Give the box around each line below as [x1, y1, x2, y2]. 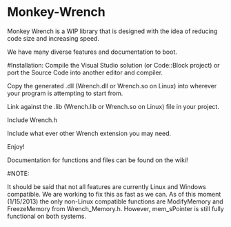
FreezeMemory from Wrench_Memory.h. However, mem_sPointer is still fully [7, 204, 224, 213]
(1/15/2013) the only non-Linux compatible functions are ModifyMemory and [7, 197, 223, 206]
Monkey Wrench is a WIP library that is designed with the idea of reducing [7, 27, 218, 35]
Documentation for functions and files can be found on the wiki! [7, 156, 188, 164]
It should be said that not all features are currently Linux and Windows [7, 182, 207, 190]
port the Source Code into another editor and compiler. [7, 68, 163, 77]
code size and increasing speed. [7, 34, 100, 42]
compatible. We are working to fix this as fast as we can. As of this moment [7, 190, 221, 198]
